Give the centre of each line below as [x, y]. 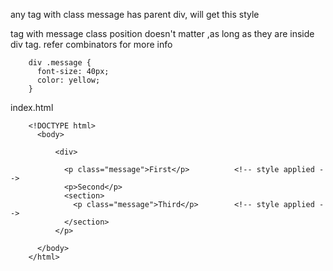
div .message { [60, 63]
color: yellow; [68, 80]
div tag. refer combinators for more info [91, 44]
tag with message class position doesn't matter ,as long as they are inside [162, 33]
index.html [32, 107]
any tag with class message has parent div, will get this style [135, 14]
